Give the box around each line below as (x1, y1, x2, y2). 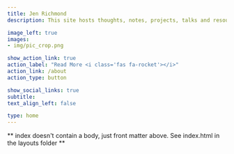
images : (7, 36, 30, 43)
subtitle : (7, 93, 36, 100)
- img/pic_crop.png (7, 43, 64, 49)
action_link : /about (7, 68, 68, 75)
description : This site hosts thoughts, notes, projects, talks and (7, 17, 210, 24)
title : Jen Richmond (7, 10, 68, 17)
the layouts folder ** (7, 139, 65, 147)
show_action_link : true (7, 55, 77, 62)
